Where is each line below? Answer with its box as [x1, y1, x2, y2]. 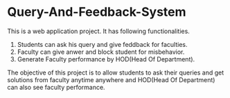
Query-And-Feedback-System [7, 4, 186, 20]
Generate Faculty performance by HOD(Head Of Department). [17, 55, 195, 63]
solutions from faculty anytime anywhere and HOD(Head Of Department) [7, 75, 215, 84]
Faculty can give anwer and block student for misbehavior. [17, 48, 185, 56]
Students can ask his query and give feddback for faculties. [17, 40, 188, 48]
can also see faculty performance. [7, 83, 105, 91]
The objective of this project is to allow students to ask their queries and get [7, 68, 224, 77]
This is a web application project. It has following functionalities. [7, 27, 191, 35]
